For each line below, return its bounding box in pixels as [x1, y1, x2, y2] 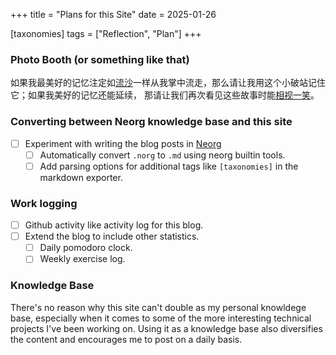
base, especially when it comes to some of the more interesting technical [10, 312, 312, 324]
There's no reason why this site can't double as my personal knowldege [10, 301, 307, 313]
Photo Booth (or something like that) [10, 52, 190, 66]
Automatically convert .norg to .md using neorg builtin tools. [39, 149, 286, 161]
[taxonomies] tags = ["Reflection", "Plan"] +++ [10, 28, 202, 39]
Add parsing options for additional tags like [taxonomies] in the [39, 160, 299, 172]
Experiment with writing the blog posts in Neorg [24, 137, 222, 149]
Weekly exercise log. [39, 253, 126, 265]
